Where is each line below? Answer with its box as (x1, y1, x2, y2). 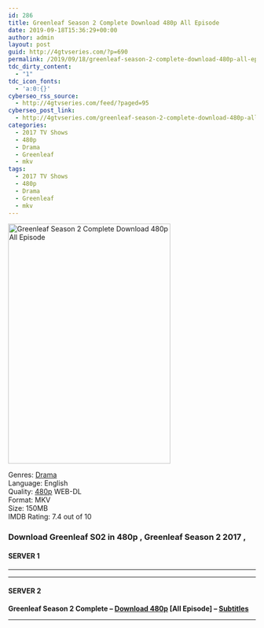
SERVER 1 (8, 551, 41, 560)
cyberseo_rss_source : (8, 92, 79, 100)
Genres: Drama (8, 470, 57, 480)
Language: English (8, 478, 68, 488)
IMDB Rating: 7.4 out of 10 (8, 512, 92, 522)
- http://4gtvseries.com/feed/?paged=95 (15, 99, 149, 107)
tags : (8, 165, 26, 173)
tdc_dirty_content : (8, 63, 72, 71)
